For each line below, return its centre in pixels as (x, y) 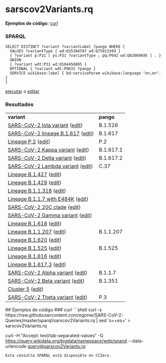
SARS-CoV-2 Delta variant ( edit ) (47, 158)
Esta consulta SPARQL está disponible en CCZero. (59, 355)
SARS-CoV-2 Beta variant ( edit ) (46, 281)
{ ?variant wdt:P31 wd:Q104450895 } (48, 65)
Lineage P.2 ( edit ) (29, 141)
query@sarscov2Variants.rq (57, 346)
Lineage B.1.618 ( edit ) (35, 223)
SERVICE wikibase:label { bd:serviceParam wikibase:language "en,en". (86, 73)
